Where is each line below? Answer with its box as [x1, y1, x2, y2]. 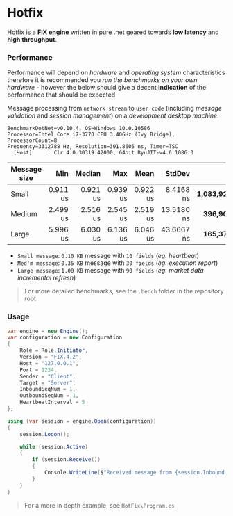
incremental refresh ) [17, 273, 76, 282]
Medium [10, 209, 37, 219]
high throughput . [7, 35, 58, 43]
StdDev [165, 169, 191, 179]
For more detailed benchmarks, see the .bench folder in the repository [24, 287, 224, 296]
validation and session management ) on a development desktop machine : [7, 111, 220, 120]
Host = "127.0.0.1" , [19, 360, 79, 366]
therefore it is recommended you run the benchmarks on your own [7, 76, 198, 84]
